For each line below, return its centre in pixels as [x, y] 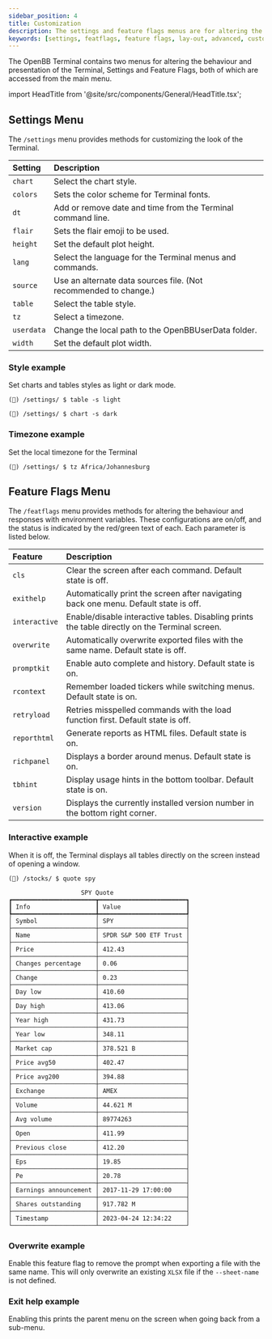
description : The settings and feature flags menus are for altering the [136, 31]
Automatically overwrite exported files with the [155, 640]
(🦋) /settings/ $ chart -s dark [63, 414]
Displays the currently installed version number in [160, 803]
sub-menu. [27, 1328]
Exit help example [44, 1301]
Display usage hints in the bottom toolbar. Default [160, 780]
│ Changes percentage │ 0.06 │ [99, 964]
